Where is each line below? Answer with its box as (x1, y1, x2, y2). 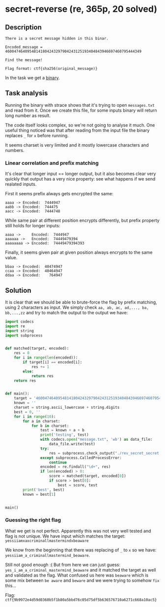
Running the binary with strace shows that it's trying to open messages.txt (5, 102, 155, 108)
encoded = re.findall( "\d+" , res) (40, 464, 111, 469)
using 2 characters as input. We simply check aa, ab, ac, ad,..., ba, (5, 304, 149, 310)
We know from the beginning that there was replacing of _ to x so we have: (5, 547, 157, 553)
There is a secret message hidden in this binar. (5, 36, 109, 41)
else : (23, 369, 34, 374)
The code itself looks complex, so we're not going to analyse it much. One (5, 122, 155, 128)
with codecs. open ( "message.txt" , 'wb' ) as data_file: (40, 437, 153, 442)
